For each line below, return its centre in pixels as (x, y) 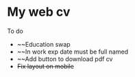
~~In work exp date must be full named (73, 52)
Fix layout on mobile (45, 66)
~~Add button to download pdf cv (65, 58)
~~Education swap (44, 44)
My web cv (39, 12)
